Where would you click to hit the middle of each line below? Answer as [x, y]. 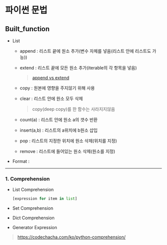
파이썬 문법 [26, 10]
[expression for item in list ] [45, 199]
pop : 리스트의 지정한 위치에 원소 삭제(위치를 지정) [68, 141]
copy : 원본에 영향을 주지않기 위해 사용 [57, 88]
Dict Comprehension [33, 218]
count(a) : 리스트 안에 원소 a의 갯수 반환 [59, 120]
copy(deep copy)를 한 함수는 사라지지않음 [74, 109]
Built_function [27, 29]
